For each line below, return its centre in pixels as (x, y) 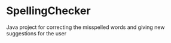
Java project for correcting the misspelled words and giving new (85, 27)
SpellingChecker (48, 11)
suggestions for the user (36, 33)
